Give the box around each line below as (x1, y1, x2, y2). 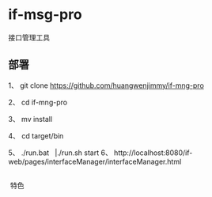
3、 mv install (8, 114, 53, 123)
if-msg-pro (8, 6, 82, 24)
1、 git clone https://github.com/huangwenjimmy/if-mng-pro (8, 81, 204, 90)
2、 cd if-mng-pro (8, 97, 68, 107)
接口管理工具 (8, 32, 50, 42)
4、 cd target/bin (8, 131, 64, 140)
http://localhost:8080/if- (113, 148, 193, 157)
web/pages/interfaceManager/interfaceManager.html (8, 157, 182, 166)
